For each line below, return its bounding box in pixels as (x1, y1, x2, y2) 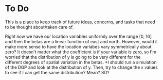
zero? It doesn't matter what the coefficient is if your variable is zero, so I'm (5, 49, 157, 55)
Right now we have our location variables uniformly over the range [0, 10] (5, 33, 152, 39)
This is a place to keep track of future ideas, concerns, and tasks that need (5, 19, 156, 25)
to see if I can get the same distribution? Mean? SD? (5, 69, 109, 75)
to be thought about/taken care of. (5, 24, 74, 30)
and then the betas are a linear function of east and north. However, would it (5, 38, 158, 44)
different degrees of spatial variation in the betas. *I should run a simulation (5, 59, 157, 65)
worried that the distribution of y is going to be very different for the (5, 54, 141, 60)
